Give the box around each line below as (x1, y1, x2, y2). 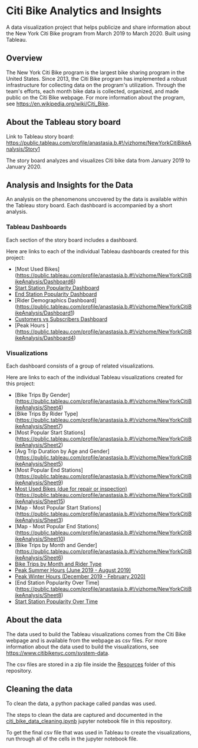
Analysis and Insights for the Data (6, 180, 134, 190)
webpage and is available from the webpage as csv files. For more (6, 637, 167, 644)
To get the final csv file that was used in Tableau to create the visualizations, (6, 729, 192, 736)
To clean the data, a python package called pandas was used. (6, 700, 157, 707)
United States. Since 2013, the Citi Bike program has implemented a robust (6, 75, 187, 82)
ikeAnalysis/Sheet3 (14, 517, 62, 524)
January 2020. (6, 163, 42, 170)
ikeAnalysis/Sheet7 (14, 422, 61, 429)
